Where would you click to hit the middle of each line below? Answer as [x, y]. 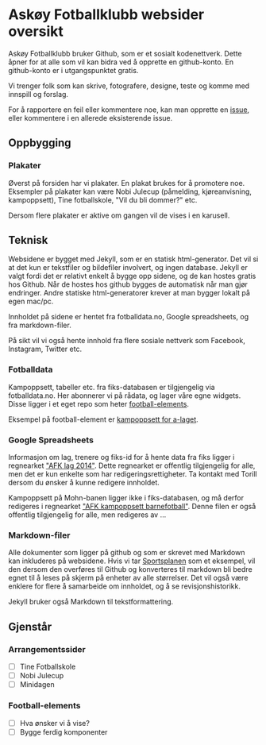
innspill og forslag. [39, 94]
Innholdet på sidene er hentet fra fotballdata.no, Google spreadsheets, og [128, 317]
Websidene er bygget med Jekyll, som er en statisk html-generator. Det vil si [133, 259]
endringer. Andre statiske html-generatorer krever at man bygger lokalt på [129, 293]
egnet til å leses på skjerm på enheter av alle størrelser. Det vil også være [128, 578]
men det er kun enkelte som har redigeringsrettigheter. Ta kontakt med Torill [133, 474]
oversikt [36, 31]
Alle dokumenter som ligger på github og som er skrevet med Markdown [127, 553]
